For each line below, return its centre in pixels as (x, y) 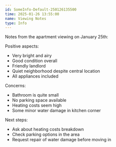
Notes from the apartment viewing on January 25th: (57, 37)
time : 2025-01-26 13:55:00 (32, 14)
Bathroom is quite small (35, 95)
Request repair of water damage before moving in (62, 140)
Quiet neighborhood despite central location (56, 71)
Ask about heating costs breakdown (48, 130)
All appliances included (35, 76)
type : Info (16, 23)
